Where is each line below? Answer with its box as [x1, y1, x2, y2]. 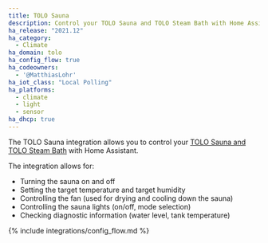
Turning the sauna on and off [19, 176, 116, 186]
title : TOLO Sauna [8, 11, 69, 20]
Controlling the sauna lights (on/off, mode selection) [19, 202, 191, 211]
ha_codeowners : [8, 64, 59, 72]
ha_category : [8, 33, 52, 42]
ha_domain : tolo [8, 49, 62, 57]
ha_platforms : [8, 85, 56, 94]
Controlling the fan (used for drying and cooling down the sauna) [19, 193, 234, 203]
